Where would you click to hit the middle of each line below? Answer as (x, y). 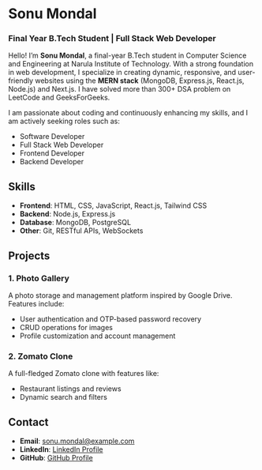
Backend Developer (52, 162)
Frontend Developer (52, 153)
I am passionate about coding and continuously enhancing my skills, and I (128, 113)
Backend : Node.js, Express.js (67, 214)
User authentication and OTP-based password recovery (110, 319)
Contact (28, 422)
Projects (29, 256)
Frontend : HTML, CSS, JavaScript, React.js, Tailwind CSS (113, 205)
